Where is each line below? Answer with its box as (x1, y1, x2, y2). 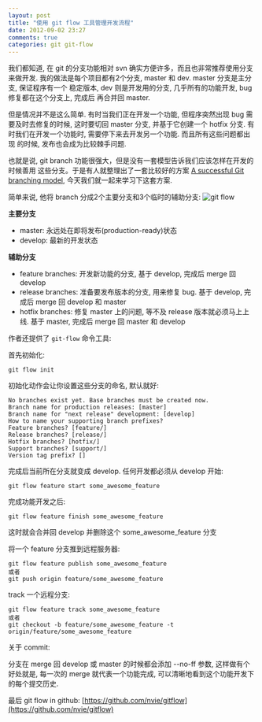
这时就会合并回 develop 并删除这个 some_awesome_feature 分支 (8, 528, 217, 537)
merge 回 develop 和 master (35, 297, 127, 307)
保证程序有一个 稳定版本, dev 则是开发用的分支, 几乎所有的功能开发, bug (18, 83, 253, 93)
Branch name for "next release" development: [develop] (8, 410, 195, 418)
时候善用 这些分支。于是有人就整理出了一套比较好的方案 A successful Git (8, 166, 245, 176)
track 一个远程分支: (8, 590, 71, 599)
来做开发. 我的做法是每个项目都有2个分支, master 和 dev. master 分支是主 (8, 73, 245, 83)
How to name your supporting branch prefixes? (8, 417, 164, 425)
